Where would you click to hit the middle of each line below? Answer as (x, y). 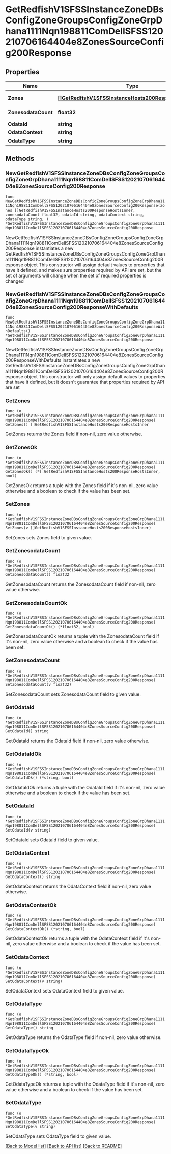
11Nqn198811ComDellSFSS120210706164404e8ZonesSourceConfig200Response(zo (85, 205)
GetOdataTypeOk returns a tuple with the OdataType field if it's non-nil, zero (85, 1084)
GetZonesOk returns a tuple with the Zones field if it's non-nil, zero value (82, 485)
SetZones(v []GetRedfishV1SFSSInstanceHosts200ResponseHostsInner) (78, 528)
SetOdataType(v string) (31, 1127)
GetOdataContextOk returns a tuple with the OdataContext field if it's (78, 938)
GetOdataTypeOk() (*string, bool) (42, 1075)
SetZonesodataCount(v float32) (38, 684)
